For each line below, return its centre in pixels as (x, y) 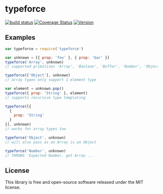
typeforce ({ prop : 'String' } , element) (47, 93)
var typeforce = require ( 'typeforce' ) (44, 49)
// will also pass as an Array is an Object (51, 142)
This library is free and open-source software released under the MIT (74, 182)
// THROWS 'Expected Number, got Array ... (50, 155)
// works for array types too (36, 129)
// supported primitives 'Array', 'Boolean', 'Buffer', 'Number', (73, 66)
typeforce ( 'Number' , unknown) (36, 151)
